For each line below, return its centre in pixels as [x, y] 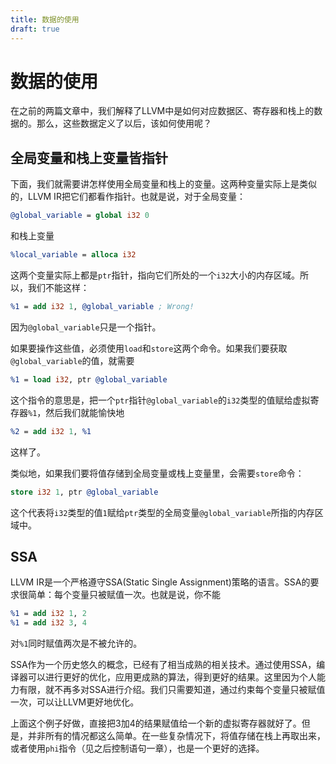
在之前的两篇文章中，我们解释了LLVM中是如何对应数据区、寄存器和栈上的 [162, 111]
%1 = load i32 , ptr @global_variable [89, 379]
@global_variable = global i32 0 [80, 216]
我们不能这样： [58, 287]
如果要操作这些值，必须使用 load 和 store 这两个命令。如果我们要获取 [149, 348]
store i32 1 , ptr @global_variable [84, 492]
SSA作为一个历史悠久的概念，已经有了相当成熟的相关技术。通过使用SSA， [163, 665]
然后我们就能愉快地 [85, 412]
